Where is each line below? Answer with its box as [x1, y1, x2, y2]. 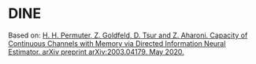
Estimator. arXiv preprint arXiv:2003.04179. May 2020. [8, 47, 185, 56]
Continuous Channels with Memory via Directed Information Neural [8, 38, 226, 48]
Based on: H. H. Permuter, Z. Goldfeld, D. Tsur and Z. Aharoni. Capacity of [8, 30, 248, 40]
